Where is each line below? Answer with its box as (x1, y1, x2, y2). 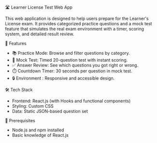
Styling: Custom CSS (12, 103, 54, 109)
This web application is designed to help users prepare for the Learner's (5, 16, 149, 21)
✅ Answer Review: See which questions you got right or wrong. (12, 63, 139, 68)
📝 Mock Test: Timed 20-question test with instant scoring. (12, 57, 128, 63)
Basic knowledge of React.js (12, 132, 69, 138)
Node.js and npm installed (12, 127, 64, 133)
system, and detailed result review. (5, 31, 74, 37)
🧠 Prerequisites (5, 118, 35, 123)
